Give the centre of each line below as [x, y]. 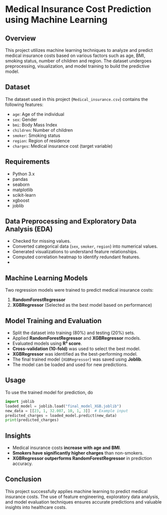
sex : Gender [25, 119]
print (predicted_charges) [32, 420]
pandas [20, 179]
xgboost [21, 200]
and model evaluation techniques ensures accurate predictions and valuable [83, 502]
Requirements [27, 162]
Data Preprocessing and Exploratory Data [71, 222]
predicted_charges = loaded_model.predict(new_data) [61, 416]
